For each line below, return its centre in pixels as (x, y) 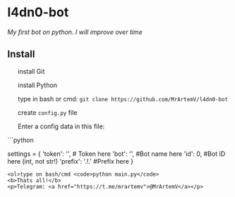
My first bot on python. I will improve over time (75, 32)
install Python (37, 85)
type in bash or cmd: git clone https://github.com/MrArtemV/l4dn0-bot (122, 98)
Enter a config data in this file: (61, 126)
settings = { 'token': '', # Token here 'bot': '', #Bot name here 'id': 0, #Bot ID (116, 154)
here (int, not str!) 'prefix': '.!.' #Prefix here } (71, 161)
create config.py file (47, 112)
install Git (31, 71)
